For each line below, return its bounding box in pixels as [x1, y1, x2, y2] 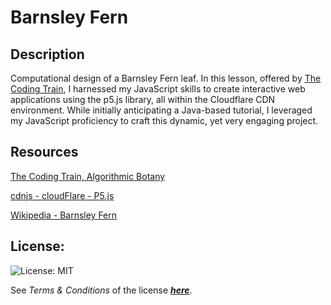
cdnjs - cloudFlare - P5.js [10, 189, 115, 201]
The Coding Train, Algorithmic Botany [10, 170, 166, 182]
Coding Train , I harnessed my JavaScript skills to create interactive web [10, 83, 306, 95]
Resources [10, 144, 79, 161]
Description [10, 46, 85, 63]
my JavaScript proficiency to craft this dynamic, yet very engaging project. [10, 115, 319, 126]
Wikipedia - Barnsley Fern [10, 209, 118, 221]
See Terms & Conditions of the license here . [10, 284, 193, 296]
